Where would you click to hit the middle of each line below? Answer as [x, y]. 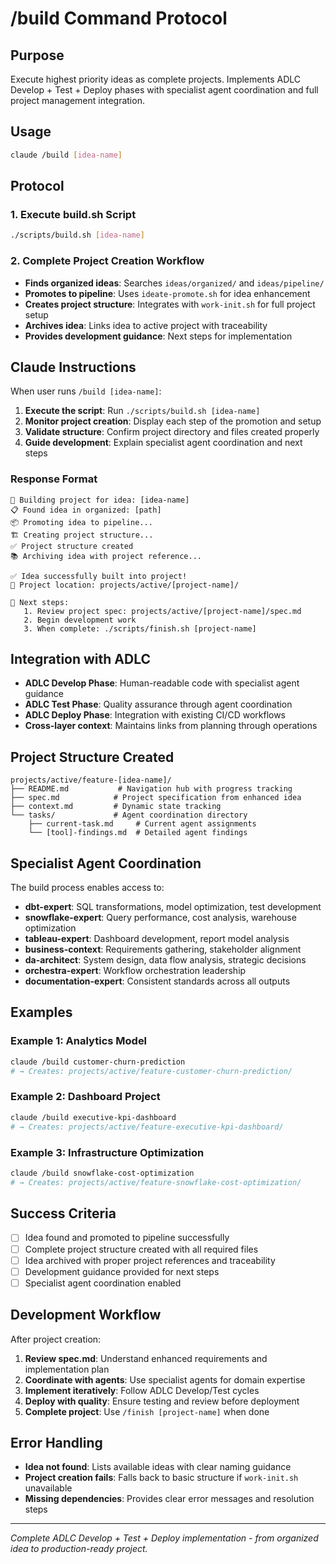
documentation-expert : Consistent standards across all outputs [157, 981]
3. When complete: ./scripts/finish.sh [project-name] [140, 628]
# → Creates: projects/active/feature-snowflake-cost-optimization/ [156, 1182]
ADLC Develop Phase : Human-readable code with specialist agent [162, 683]
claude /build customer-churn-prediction [98, 1062]
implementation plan [67, 1369]
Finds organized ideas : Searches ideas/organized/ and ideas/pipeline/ [174, 283]
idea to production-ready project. [79, 1549]
